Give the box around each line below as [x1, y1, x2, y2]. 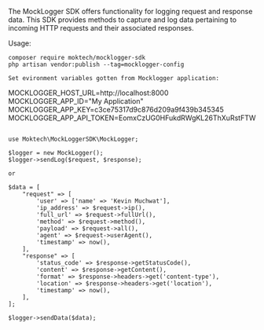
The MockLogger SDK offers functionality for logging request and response [8, 7, 253, 16]
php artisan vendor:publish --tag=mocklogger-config [8, 60, 185, 68]
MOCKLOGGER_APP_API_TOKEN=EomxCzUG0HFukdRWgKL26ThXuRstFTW [8, 113, 256, 123]
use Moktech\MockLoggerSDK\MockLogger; [8, 135, 139, 143]
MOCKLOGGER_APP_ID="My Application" [8, 97, 144, 105]
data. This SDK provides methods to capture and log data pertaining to [8, 15, 237, 24]
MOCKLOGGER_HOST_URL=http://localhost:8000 [8, 88, 169, 97]
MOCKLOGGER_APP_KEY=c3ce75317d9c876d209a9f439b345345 [8, 105, 224, 114]
